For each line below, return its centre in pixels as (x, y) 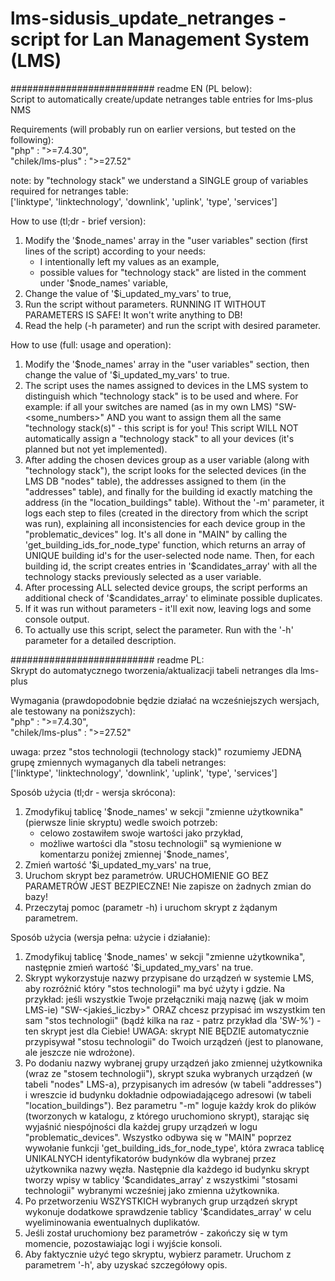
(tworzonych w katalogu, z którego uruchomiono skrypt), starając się (167, 1116)
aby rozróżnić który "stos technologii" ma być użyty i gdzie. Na (155, 988)
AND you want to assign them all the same (194, 417)
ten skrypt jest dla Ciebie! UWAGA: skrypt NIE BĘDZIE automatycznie (167, 1031)
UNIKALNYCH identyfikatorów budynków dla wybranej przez (150, 1158)
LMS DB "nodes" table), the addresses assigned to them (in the (155, 481)
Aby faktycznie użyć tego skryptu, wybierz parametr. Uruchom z (158, 1254)
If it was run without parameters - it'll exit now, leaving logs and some (168, 608)
